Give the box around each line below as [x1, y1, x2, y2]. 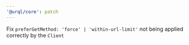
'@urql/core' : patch [6, 8, 59, 15]
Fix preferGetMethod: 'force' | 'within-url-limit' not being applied [6, 25, 184, 32]
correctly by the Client [6, 31, 64, 39]
